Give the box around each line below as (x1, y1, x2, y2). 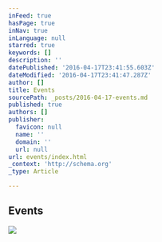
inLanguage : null (8, 34, 66, 42)
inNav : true (8, 26, 48, 34)
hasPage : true (8, 19, 56, 27)
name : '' (15, 130, 45, 138)
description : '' (8, 57, 62, 65)
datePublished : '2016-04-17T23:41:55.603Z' (8, 64, 156, 72)
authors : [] (8, 109, 48, 117)
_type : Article (8, 168, 59, 176)
